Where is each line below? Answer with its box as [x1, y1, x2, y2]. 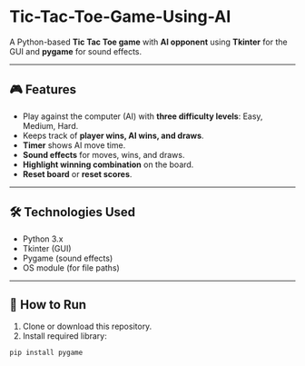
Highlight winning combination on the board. [22, 159, 194, 170]
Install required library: [22, 331, 107, 341]
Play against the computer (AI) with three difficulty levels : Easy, [22, 111, 263, 122]
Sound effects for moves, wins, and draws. [22, 149, 185, 160]
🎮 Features [9, 82, 77, 97]
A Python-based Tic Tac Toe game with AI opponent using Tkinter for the [9, 36, 288, 47]
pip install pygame [9, 348, 84, 358]
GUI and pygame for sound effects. [9, 45, 143, 56]
